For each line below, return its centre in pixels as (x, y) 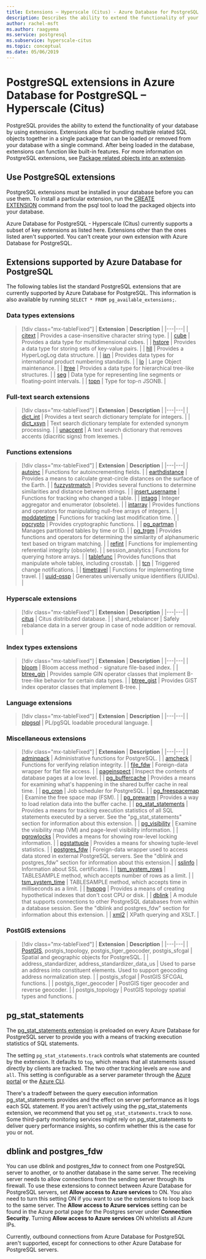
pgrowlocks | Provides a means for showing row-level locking (99, 836)
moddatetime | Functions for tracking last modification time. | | (100, 518)
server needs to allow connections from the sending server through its (95, 1179)
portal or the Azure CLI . (36, 1081)
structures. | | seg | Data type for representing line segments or (101, 374)
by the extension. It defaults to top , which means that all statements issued (101, 1062)
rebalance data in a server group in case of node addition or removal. (109, 625)
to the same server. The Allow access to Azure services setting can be (97, 1205)
